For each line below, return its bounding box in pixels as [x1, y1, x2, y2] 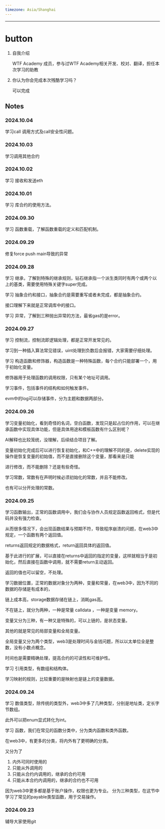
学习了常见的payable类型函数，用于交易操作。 [5, 794, 99, 800]
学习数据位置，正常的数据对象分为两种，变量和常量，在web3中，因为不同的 [5, 580, 159, 586]
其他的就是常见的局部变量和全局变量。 [5, 628, 82, 633]
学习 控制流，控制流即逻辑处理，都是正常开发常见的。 [5, 337, 114, 343]
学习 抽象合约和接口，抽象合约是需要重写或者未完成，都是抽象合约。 [5, 292, 144, 298]
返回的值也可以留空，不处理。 [5, 569, 65, 575]
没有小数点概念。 [13, 644, 48, 650]
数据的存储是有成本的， [5, 586, 53, 592]
